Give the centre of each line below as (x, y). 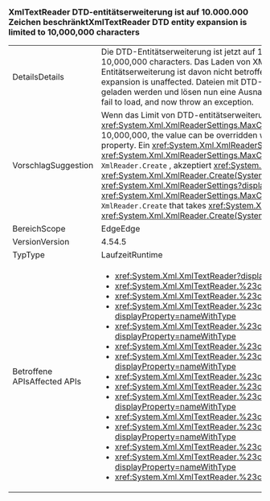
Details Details (38, 77)
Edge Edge (121, 229)
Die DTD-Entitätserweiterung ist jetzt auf (178, 52)
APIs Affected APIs (47, 382)
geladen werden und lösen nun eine (169, 92)
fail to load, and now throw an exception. (178, 102)
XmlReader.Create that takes (153, 206)
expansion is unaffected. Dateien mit (170, 82)
